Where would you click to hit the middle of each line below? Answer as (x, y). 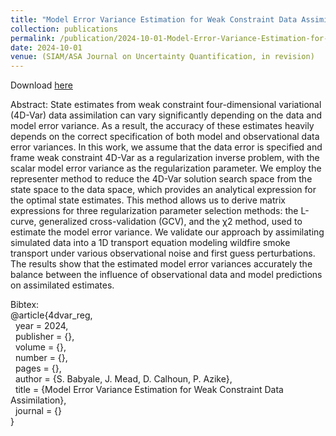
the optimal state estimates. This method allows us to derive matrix (148, 200)
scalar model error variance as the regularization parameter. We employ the (166, 168)
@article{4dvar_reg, (51, 315)
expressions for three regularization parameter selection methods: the (154, 211)
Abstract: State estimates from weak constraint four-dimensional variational (166, 105)
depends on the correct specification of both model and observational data (165, 137)
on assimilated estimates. (62, 285)
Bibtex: (25, 305)
